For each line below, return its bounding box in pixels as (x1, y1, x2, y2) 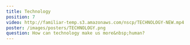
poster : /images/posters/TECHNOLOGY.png (6, 25, 106, 31)
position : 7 (6, 14, 35, 20)
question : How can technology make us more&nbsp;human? (6, 30, 145, 36)
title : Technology (6, 8, 51, 15)
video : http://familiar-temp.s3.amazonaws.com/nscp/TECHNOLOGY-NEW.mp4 (6, 19, 184, 25)
